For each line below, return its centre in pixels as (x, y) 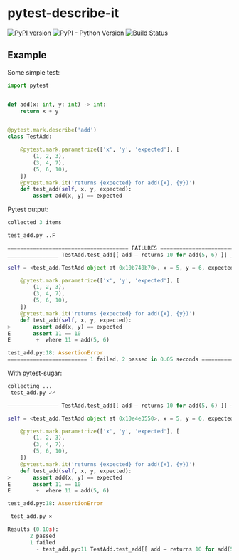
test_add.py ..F (31, 236)
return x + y (39, 111)
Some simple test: (34, 72)
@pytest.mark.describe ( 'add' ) (52, 130)
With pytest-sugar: (35, 373)
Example (27, 55)
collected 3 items (34, 223)
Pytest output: (28, 210)
